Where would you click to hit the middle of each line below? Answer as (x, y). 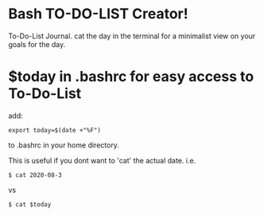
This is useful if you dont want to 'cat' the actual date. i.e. (102, 160)
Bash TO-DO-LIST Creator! (98, 14)
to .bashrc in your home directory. (64, 145)
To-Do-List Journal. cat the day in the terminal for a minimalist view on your (132, 36)
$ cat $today (30, 204)
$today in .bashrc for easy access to (131, 77)
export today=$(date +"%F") (55, 130)
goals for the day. (37, 44)
